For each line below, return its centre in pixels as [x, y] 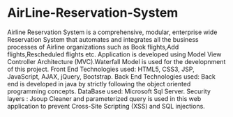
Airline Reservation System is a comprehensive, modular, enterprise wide [112, 32]
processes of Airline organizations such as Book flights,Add [93, 47]
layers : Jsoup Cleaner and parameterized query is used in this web [104, 98]
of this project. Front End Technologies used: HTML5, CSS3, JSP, [101, 69]
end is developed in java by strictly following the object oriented [99, 84]
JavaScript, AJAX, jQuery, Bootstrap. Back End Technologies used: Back [112, 76]
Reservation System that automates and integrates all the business [103, 39]
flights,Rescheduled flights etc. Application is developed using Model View [114, 54]
